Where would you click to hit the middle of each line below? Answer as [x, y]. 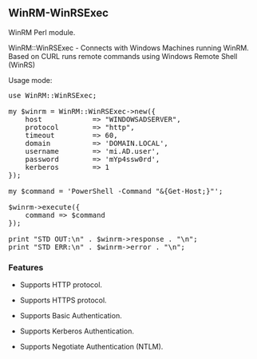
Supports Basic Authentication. [71, 316]
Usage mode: [30, 80]
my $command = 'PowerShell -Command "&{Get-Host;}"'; [116, 191]
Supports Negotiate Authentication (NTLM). [91, 347]
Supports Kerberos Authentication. [77, 331]
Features [26, 267]
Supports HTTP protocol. [61, 285]
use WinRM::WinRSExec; [53, 95]
